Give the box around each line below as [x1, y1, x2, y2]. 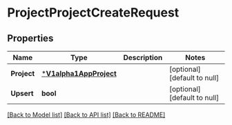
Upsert [10, 88, 34, 98]
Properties [7, 32, 54, 44]
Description [123, 53, 163, 62]
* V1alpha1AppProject [41, 69, 117, 78]
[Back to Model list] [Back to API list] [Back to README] [7, 110, 166, 119]
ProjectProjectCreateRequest [7, 5, 180, 21]
